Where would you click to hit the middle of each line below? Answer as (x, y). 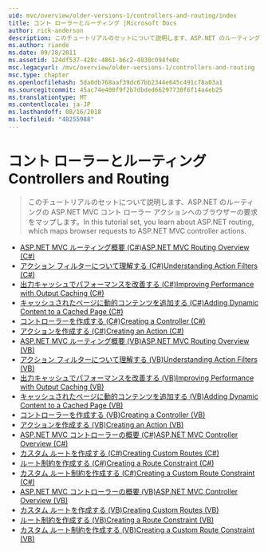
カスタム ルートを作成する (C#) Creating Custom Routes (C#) (119, 453)
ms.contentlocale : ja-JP (49, 104)
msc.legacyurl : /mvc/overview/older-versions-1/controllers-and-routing (132, 68)
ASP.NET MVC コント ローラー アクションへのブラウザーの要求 (154, 211)
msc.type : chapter (39, 75)
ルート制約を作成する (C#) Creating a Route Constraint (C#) (117, 462)
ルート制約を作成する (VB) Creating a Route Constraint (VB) (116, 520)
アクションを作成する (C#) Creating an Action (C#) (102, 331)
